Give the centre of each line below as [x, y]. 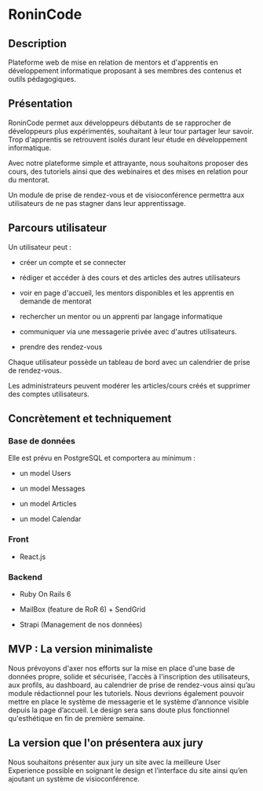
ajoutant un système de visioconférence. [74, 778]
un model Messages [52, 488]
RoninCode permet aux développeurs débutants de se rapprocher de [120, 123]
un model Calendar [50, 519]
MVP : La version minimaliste [80, 649]
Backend [26, 577]
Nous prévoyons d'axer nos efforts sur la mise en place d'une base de [122, 668]
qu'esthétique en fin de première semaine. [77, 718]
